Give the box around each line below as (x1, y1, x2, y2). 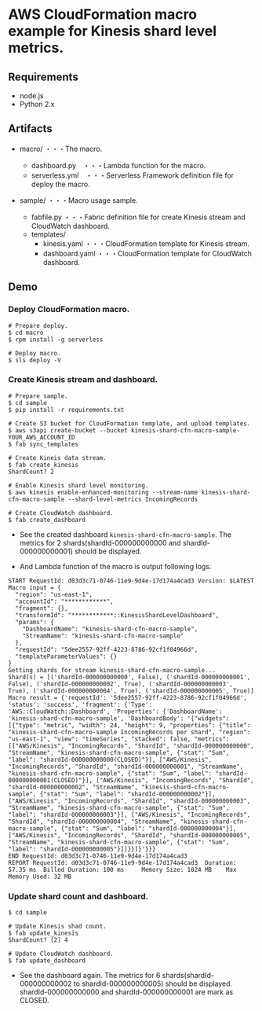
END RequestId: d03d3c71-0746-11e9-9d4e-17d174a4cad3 (8, 851, 188, 860)
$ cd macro (8, 329, 44, 336)
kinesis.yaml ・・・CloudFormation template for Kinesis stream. (42, 238, 250, 248)
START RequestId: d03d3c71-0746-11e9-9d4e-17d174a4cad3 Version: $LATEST (8, 576, 255, 585)
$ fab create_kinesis (8, 461, 79, 469)
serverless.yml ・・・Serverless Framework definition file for (31, 171, 234, 180)
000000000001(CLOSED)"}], (8, 776, 93, 784)
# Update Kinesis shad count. (8, 922, 107, 931)
